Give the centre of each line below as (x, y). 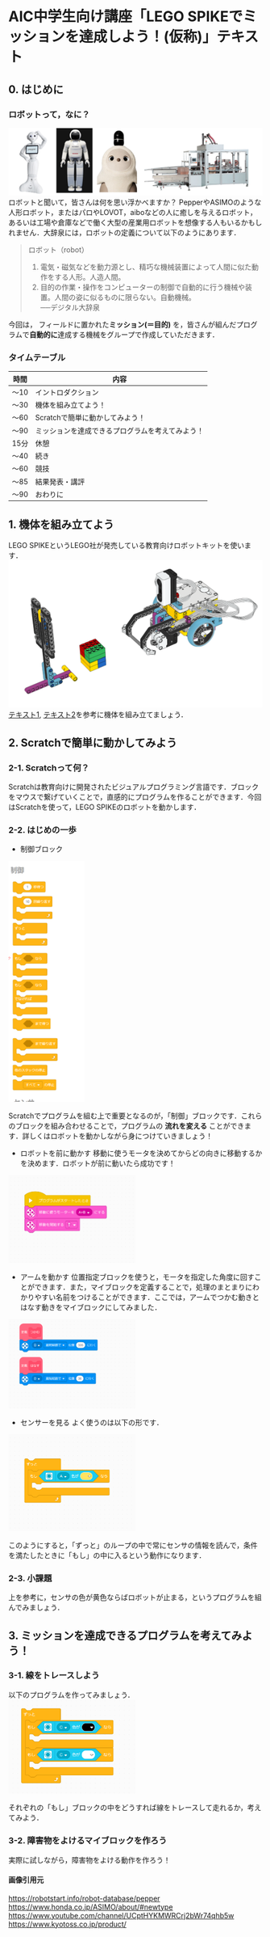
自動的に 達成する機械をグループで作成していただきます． (124, 334)
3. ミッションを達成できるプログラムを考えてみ (125, 1635)
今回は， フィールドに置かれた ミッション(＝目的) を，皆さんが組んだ (123, 324)
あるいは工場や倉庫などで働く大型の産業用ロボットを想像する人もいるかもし (135, 222)
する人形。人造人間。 (90, 276)
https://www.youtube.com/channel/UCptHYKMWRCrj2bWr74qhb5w (121, 1915)
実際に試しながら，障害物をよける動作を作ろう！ (89, 1859)
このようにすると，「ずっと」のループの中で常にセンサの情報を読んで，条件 (133, 1545)
